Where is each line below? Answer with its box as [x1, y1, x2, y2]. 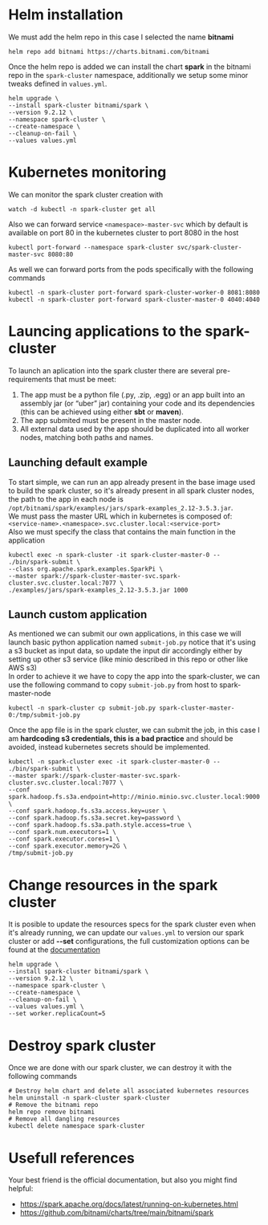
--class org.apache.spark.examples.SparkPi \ [8, 564, 163, 573]
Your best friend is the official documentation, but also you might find [8, 1175, 238, 1185]
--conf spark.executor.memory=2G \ [8, 842, 128, 850]
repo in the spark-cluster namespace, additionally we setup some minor [8, 70, 249, 79]
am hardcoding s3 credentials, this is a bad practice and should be [8, 734, 233, 743]
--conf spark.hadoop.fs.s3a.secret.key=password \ [8, 814, 181, 822]
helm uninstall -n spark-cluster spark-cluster [8, 1094, 171, 1102]
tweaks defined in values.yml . [8, 79, 108, 88]
